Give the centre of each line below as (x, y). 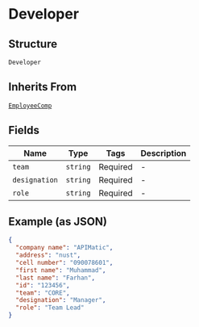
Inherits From (43, 87)
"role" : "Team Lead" (50, 308)
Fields (24, 130)
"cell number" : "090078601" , (64, 263)
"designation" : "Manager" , (61, 300)
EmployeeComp (30, 106)
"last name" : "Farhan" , (55, 278)
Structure (33, 44)
